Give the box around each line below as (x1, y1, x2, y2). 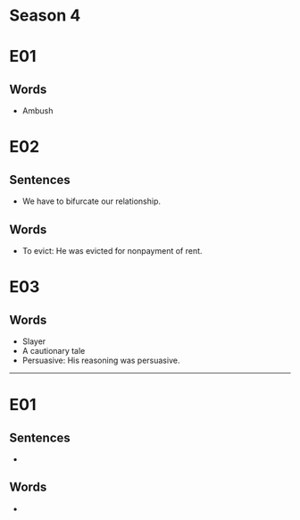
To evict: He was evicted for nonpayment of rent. (21, 246, 203, 256)
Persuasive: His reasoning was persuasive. (21, 355, 180, 365)
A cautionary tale (21, 346, 86, 356)
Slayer (21, 336, 46, 347)
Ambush (21, 105, 54, 116)
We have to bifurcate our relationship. (21, 196, 162, 206)
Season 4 (9, 5, 81, 26)
